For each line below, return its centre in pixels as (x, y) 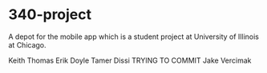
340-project (50, 15)
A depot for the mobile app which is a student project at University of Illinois (133, 36)
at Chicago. (27, 44)
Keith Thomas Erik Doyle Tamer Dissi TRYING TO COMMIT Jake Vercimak (130, 60)
